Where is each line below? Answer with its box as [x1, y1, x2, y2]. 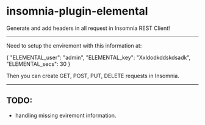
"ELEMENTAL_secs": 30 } [6, 60, 71, 68]
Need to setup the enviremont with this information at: [6, 41, 142, 49]
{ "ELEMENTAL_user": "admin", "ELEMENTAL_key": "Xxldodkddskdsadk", [6, 54, 191, 61]
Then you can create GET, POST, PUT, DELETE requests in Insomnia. [6, 72, 180, 79]
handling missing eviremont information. [15, 112, 117, 119]
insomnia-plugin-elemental [6, 4, 148, 18]
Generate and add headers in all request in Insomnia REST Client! [6, 24, 170, 32]
